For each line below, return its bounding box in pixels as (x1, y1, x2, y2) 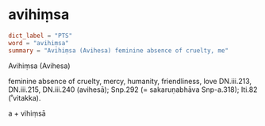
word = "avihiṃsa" (8, 39, 69, 47)
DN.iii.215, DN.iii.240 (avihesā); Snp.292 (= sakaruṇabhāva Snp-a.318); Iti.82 (8, 85, 258, 94)
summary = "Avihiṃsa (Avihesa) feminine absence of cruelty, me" (8, 46, 229, 55)
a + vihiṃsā (8, 109, 46, 118)
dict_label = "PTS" (8, 32, 73, 40)
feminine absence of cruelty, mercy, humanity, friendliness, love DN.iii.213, (8, 76, 252, 86)
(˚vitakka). (8, 93, 41, 102)
